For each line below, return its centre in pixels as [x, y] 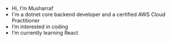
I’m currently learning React [45, 33]
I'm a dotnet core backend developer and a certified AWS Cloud [88, 14]
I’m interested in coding [40, 26]
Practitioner [25, 20]
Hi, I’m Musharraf [32, 8]
